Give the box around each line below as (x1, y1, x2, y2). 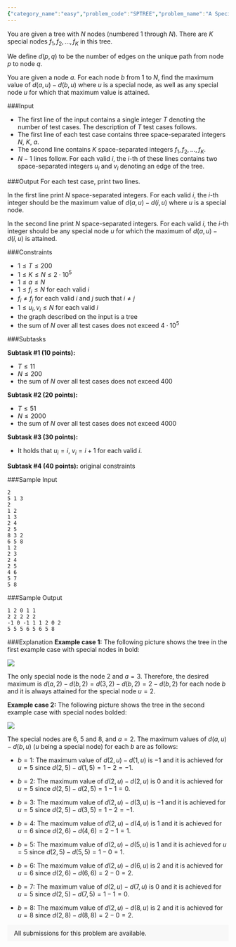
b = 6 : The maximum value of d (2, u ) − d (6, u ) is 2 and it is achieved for (17, 861, 223, 870)
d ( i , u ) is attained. (7, 235, 58, 243)
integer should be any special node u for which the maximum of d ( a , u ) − (7, 227, 218, 235)
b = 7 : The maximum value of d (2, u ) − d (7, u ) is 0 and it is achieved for (17, 882, 222, 891)
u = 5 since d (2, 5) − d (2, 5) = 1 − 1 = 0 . (17, 784, 131, 792)
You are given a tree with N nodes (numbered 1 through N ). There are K (7, 30, 214, 38)
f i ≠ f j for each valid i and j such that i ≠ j (17, 294, 136, 304)
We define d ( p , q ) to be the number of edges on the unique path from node (7, 52, 224, 60)
